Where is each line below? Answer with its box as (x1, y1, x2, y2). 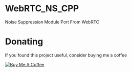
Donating (5, 36, 44, 47)
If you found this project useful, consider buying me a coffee (5, 52, 127, 58)
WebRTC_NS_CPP (5, 3, 79, 14)
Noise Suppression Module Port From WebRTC (5, 19, 100, 25)
